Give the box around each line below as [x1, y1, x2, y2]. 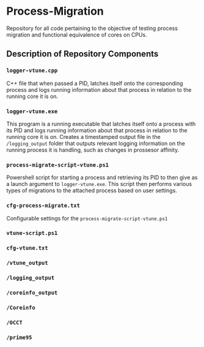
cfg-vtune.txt [6, 245, 48, 252]
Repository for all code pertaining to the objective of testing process [6, 24, 178, 32]
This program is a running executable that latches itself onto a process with [6, 120, 196, 127]
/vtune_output [6, 259, 48, 267]
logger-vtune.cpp [6, 67, 58, 74]
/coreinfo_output [6, 289, 58, 296]
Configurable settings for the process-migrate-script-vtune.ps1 [6, 214, 168, 222]
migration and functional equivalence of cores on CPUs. [6, 31, 148, 38]
